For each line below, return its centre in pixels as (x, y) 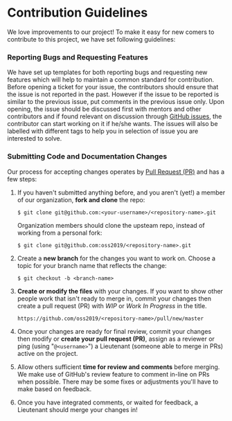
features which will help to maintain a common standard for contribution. (111, 80)
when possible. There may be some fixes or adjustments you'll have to (118, 382)
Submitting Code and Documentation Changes (87, 156)
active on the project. (47, 353)
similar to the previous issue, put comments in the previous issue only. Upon (116, 102)
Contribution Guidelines (78, 13)
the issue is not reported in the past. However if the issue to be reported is (113, 94)
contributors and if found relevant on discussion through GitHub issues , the (115, 116)
